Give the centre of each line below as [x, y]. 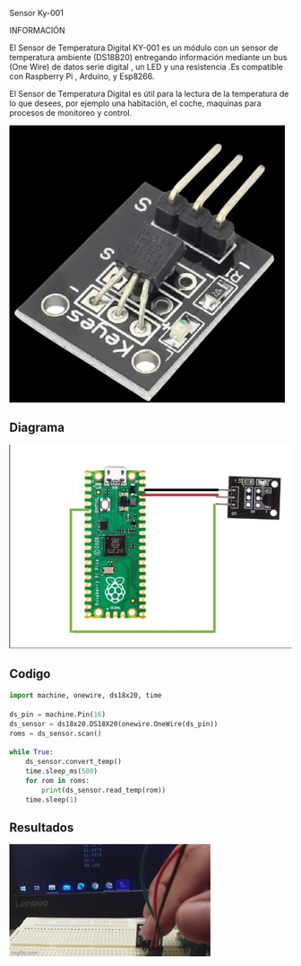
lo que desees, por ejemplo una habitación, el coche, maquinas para [135, 103]
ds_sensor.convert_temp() [74, 762]
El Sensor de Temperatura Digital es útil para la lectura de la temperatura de [149, 94]
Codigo [30, 674]
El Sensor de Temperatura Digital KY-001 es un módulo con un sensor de [144, 48]
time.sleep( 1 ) [52, 799]
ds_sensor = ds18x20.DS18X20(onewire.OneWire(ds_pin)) [114, 724]
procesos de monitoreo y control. [71, 113]
